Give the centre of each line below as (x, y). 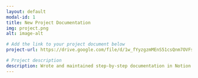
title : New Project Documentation (49, 22)
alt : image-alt (25, 34)
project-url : (22, 50)
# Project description (34, 60)
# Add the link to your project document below (66, 44)
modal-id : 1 (21, 17)
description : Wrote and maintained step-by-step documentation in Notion (99, 66)
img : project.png (27, 28)
